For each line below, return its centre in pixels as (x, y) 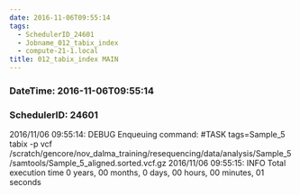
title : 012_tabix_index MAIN (64, 59)
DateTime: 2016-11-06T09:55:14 (82, 91)
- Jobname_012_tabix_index (68, 43)
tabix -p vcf (31, 144)
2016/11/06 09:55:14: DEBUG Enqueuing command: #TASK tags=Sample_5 (147, 135)
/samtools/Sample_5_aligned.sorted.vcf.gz (88, 164)
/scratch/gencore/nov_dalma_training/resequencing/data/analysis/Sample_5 (150, 154)
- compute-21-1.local (58, 51)
